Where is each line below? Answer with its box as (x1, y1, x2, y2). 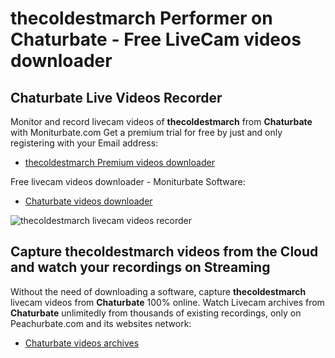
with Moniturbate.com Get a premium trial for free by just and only (10, 127, 283, 138)
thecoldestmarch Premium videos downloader (24, 157, 215, 168)
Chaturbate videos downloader (24, 195, 153, 207)
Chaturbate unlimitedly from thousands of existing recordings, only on (10, 307, 302, 319)
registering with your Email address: (10, 137, 159, 149)
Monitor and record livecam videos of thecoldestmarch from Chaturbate (10, 116, 313, 127)
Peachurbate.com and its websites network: (10, 317, 192, 329)
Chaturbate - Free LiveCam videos (10, 28, 302, 51)
